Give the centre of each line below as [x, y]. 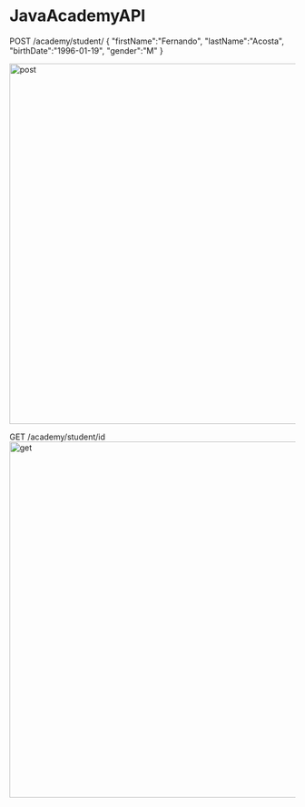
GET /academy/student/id [58, 437]
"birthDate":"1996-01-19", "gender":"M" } [86, 50]
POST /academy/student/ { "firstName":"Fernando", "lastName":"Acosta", [147, 41]
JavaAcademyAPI [78, 16]
